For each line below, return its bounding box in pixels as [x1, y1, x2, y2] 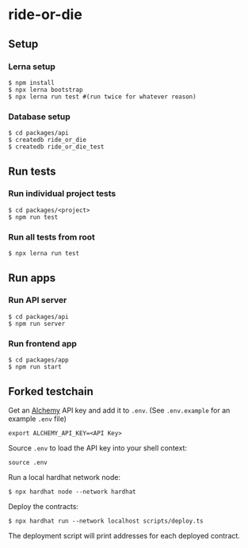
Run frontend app [8, 338, 78, 349]
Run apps [8, 271, 56, 285]
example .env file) [8, 414, 67, 423]
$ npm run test [8, 213, 59, 221]
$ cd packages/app [8, 356, 69, 364]
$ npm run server [8, 320, 66, 328]
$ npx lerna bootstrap [8, 86, 83, 94]
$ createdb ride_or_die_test [8, 143, 105, 151]
